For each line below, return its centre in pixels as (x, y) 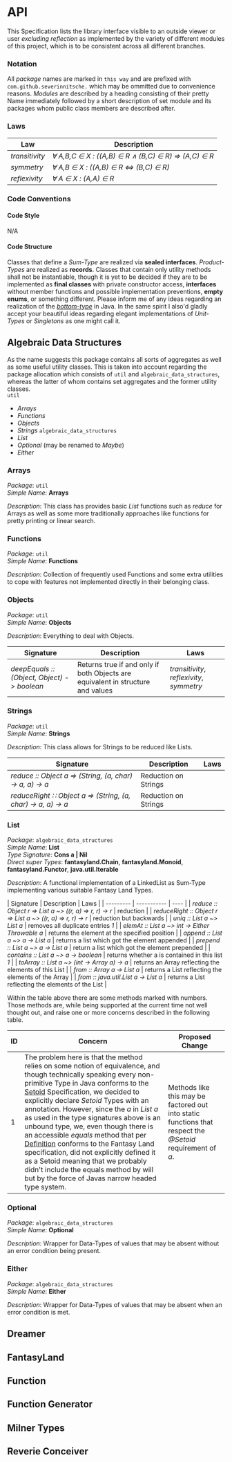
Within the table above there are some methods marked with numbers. (107, 998)
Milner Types (36, 1428)
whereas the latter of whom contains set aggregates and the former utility (112, 381)
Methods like (189, 1088)
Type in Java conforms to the (101, 1084)
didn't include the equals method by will (89, 1170)
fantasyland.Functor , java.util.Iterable (63, 870)
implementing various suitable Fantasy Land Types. (80, 890)
